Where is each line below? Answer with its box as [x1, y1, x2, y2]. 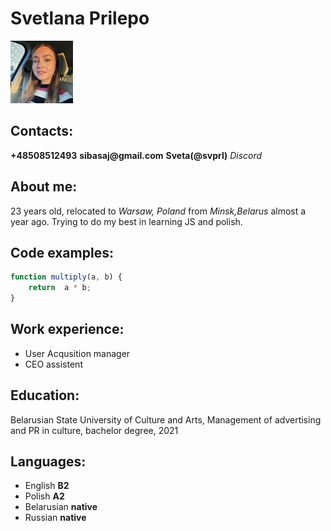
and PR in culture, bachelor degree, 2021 [10, 424, 179, 436]
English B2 [24, 480, 70, 492]
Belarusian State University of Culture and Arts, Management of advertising [10, 413, 322, 426]
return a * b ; [28, 283, 92, 293]
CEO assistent [24, 358, 83, 370]
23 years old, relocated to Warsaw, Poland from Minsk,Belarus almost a [10, 205, 307, 217]
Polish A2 [24, 490, 65, 502]
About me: [10, 178, 78, 196]
